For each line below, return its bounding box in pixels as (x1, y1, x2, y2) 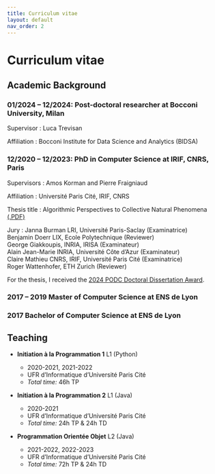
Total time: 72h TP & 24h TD (27, 460, 107, 469)
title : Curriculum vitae (7, 10, 78, 17)
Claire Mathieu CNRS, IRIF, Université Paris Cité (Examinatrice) (7, 255, 183, 263)
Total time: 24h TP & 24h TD (27, 419, 107, 427)
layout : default (7, 16, 53, 23)
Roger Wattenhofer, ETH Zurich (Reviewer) (7, 262, 128, 271)
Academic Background (7, 79, 106, 91)
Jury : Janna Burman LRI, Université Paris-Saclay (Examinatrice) (7, 225, 188, 234)
